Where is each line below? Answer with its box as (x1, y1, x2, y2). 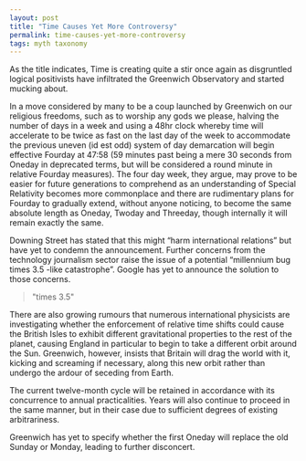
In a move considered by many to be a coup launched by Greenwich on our (9, 101, 292, 112)
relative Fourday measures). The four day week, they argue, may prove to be (9, 169, 298, 180)
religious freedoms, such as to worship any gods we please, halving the (9, 110, 280, 121)
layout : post (9, 13, 59, 23)
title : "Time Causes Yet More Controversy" (9, 22, 178, 31)
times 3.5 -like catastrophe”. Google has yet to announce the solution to (9, 264, 280, 275)
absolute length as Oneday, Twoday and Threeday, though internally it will (9, 207, 288, 219)
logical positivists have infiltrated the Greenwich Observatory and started (9, 74, 285, 85)
